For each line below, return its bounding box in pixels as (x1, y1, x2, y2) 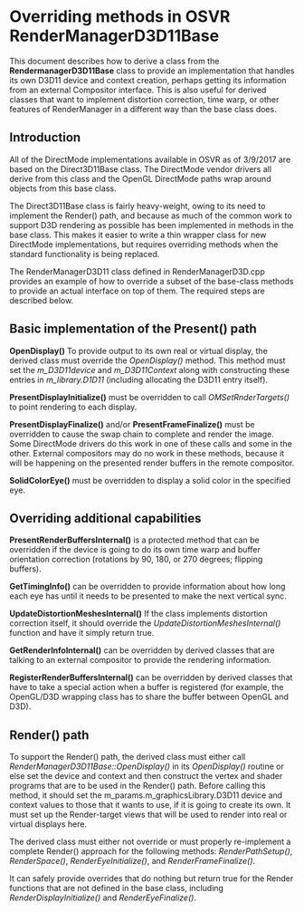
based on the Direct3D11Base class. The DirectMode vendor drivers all (9, 163, 272, 174)
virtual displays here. (9, 819, 88, 830)
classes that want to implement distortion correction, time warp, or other (9, 93, 280, 105)
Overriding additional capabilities (9, 510, 202, 526)
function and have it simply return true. (9, 628, 155, 638)
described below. (9, 294, 74, 305)
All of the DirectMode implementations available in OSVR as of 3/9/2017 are (9, 154, 291, 165)
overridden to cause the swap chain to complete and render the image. (9, 428, 274, 439)
